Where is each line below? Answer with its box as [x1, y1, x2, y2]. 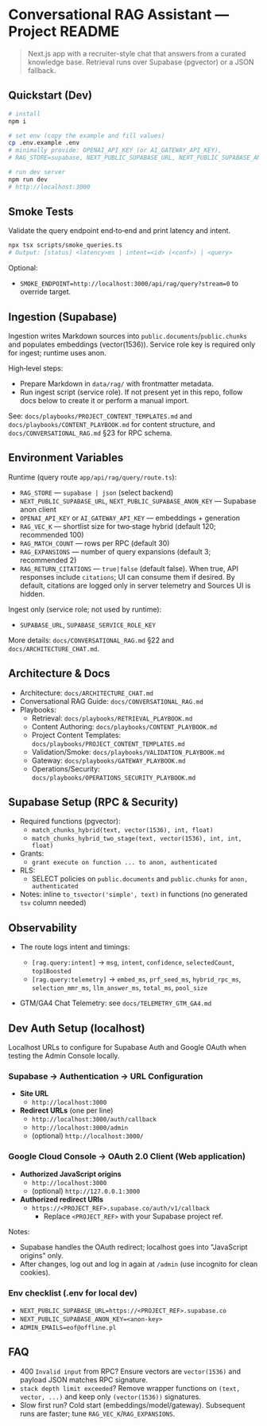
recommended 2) [19, 555, 77, 565]
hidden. [19, 589, 45, 598]
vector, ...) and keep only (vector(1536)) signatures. [19, 1392, 201, 1401]
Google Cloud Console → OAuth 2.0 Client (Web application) [8, 1151, 246, 1162]
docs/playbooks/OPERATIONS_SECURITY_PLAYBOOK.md [31, 774, 196, 782]
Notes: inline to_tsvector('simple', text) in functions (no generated [19, 889, 248, 900]
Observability [8, 921, 78, 934]
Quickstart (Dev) [8, 89, 93, 103]
